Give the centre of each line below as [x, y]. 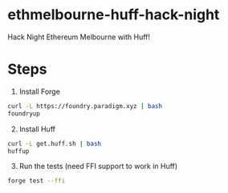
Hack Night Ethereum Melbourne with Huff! [79, 37]
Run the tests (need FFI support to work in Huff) [98, 167]
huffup [18, 151]
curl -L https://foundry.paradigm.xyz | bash [85, 106]
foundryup [24, 114]
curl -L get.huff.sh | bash [55, 143]
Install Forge [40, 91]
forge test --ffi [37, 181]
